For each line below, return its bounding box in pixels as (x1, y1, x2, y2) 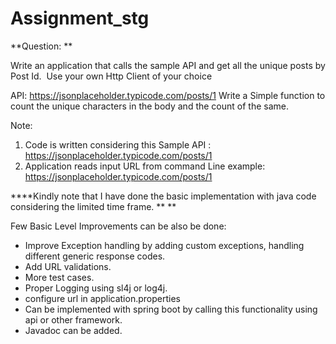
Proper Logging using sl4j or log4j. (24, 282, 168, 294)
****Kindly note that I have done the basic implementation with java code (10, 190, 317, 202)
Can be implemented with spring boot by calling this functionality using (24, 303, 318, 315)
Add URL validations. (24, 260, 112, 272)
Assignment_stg (10, 7, 150, 30)
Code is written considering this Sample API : (24, 138, 212, 151)
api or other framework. (24, 313, 123, 326)
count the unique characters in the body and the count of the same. (10, 100, 289, 112)
